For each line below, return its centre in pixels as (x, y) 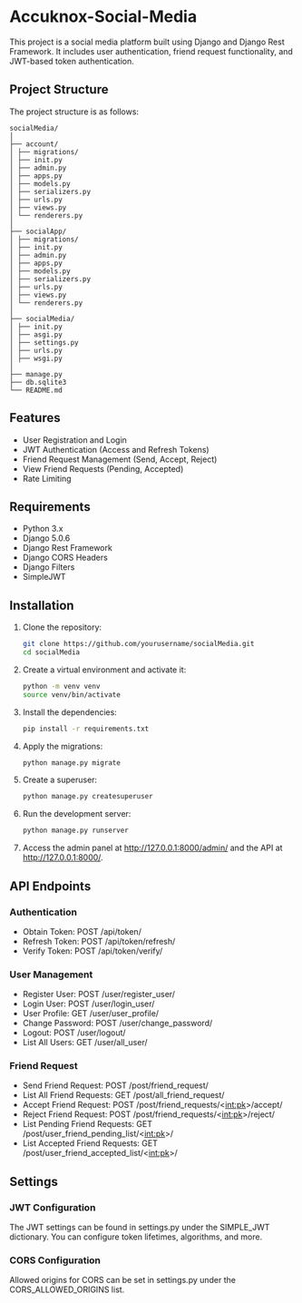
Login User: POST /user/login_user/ (88, 1004)
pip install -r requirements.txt (86, 729)
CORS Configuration (55, 1260)
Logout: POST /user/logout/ (74, 1033)
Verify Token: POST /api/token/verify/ (93, 951)
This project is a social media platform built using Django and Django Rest (147, 42)
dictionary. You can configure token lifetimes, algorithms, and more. (136, 1237)
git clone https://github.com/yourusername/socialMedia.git (138, 644)
